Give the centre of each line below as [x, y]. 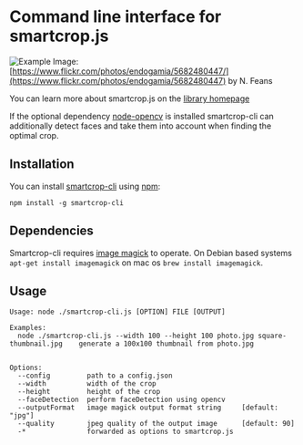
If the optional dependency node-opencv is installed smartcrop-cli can [142, 116]
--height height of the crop [89, 392]
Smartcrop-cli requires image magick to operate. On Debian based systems [151, 253]
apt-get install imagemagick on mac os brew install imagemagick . [136, 263]
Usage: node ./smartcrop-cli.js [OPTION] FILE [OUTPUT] [117, 312]
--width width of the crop [87, 384]
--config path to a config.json [95, 376]
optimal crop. [34, 135]
